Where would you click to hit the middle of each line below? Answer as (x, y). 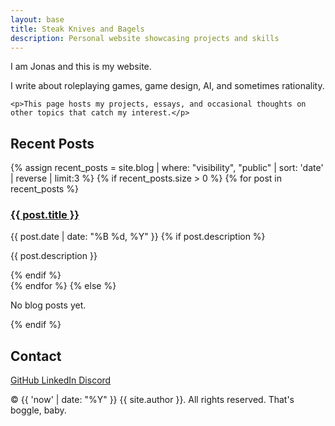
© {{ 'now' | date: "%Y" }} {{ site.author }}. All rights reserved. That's (152, 400)
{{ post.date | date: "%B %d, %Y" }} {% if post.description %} (138, 237)
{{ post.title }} (45, 215)
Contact (36, 356)
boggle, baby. (38, 410)
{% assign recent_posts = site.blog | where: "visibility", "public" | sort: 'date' (167, 168)
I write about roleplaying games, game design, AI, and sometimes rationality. (167, 86)
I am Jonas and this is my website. (81, 67)
